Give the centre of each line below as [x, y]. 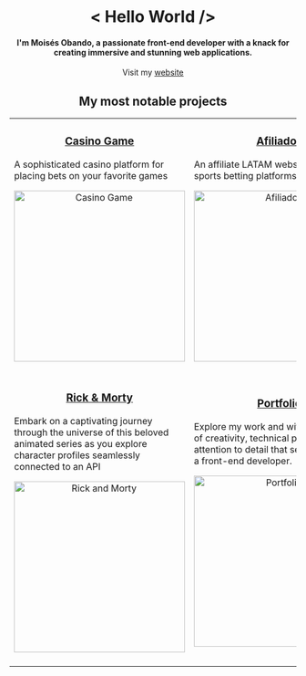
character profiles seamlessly [77, 455]
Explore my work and [240, 427]
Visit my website [153, 73]
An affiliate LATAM [234, 164]
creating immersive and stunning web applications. [153, 52]
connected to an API [57, 467]
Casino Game [100, 141]
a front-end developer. [244, 461]
